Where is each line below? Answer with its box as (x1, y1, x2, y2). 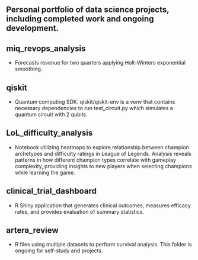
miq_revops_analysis (6, 43, 86, 53)
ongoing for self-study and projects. (14, 247, 103, 254)
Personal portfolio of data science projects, (6, 5, 170, 15)
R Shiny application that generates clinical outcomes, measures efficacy (14, 201, 191, 209)
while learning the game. (14, 169, 75, 176)
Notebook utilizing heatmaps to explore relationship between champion (14, 143, 190, 150)
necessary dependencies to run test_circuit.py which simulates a (14, 105, 173, 112)
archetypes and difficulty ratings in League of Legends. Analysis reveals (14, 150, 191, 157)
